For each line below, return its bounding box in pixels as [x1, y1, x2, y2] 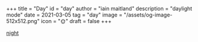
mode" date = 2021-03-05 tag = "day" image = [6, 11, 123, 18]
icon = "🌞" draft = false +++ [41, 18, 112, 24]
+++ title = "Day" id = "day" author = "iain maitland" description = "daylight [6, 5, 193, 12]
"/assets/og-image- [124, 11, 173, 18]
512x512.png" [6, 18, 40, 24]
